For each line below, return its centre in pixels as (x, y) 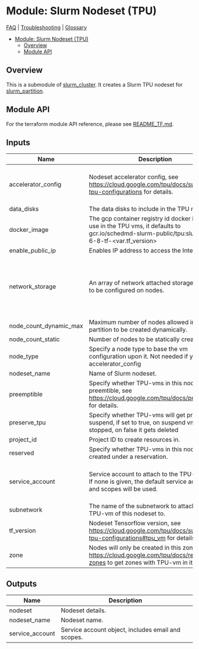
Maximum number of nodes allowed (139, 322)
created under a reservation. (128, 457)
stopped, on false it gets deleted (134, 430)
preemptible (26, 395)
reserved (22, 453)
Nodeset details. (84, 610)
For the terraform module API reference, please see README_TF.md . (90, 124)
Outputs (22, 584)
